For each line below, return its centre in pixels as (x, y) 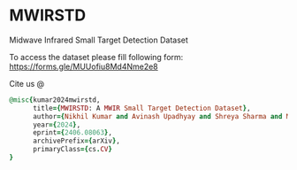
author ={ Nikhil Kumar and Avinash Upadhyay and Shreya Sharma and (157, 116)
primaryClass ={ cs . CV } (72, 150)
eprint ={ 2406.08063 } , (72, 133)
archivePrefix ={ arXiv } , (76, 141)
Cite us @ (27, 83)
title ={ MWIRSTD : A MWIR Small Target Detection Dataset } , (141, 108)
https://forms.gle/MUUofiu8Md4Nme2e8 (84, 66)
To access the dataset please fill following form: (96, 57)
